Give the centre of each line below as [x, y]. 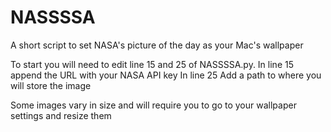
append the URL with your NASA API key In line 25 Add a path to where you [166, 75]
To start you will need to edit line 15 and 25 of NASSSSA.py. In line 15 [152, 64]
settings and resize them [61, 115]
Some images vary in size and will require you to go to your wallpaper [153, 105]
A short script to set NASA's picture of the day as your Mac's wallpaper [157, 45]
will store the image [51, 85]
